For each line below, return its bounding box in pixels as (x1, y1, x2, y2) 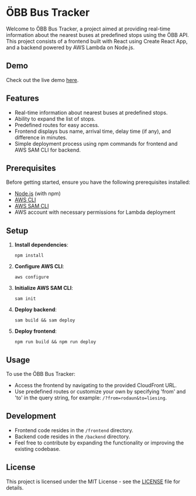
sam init (14, 296, 36, 302)
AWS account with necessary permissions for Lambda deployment (14, 208, 176, 216)
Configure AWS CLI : (14, 263, 64, 270)
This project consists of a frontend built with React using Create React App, (6, 37, 188, 45)
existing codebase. (14, 445, 61, 452)
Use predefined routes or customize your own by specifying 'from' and (14, 388, 186, 395)
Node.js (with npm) (14, 190, 61, 197)
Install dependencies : (14, 241, 68, 248)
